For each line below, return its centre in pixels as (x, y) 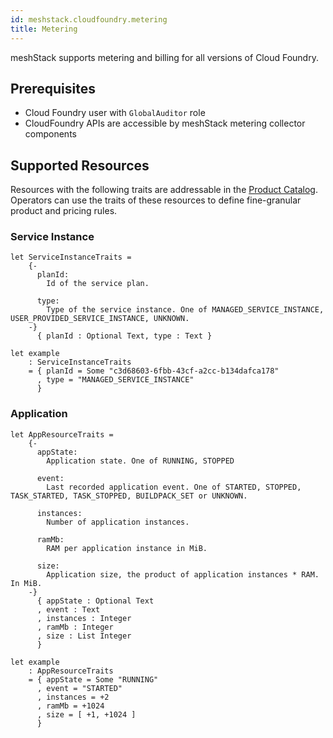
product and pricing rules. (64, 211)
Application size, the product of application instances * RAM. (183, 574)
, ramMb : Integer (75, 627)
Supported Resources (80, 165)
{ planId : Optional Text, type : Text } (124, 336)
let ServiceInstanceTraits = (71, 257)
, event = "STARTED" (79, 688)
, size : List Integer (84, 636)
